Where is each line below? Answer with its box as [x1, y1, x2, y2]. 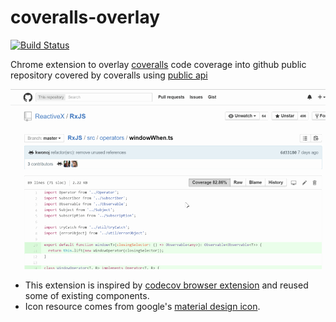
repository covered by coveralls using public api [10, 69, 208, 81]
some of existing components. [24, 290, 150, 302]
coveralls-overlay [10, 6, 161, 29]
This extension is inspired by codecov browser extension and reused [24, 279, 309, 291]
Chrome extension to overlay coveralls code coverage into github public [10, 58, 307, 70]
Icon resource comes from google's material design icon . [24, 301, 261, 313]
